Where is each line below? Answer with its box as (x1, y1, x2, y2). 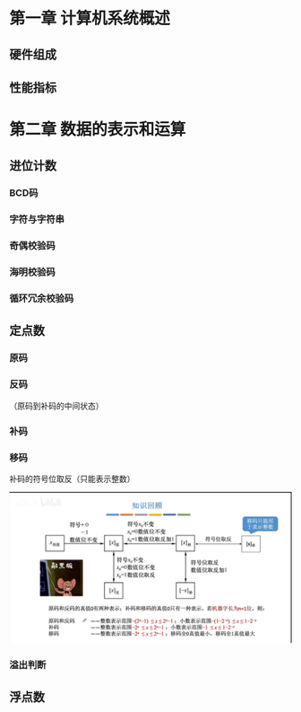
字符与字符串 (9, 213, 65, 225)
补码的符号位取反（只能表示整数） (9, 473, 135, 484)
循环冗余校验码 (9, 293, 74, 305)
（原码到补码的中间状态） (9, 400, 104, 411)
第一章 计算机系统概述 (9, 8, 170, 29)
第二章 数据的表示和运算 (9, 119, 186, 140)
